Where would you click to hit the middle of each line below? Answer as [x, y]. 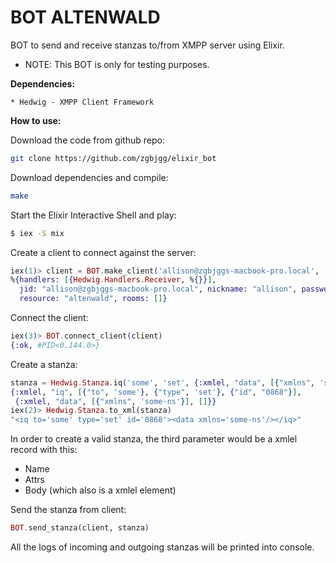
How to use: [36, 120]
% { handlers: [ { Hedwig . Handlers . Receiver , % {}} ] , [113, 280]
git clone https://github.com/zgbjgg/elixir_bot [113, 158]
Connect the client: [49, 318]
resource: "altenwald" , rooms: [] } [93, 299]
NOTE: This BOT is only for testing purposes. [117, 64]
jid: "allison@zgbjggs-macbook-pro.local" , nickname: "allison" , [158, 289]
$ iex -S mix [37, 233]
